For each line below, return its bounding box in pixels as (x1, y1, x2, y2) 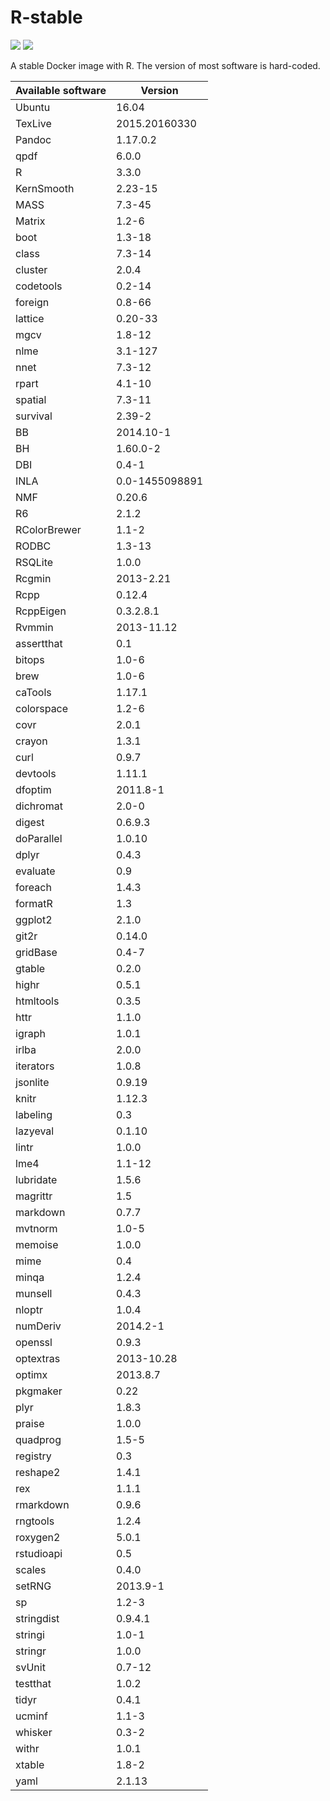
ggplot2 (15, 912, 53, 926)
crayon (15, 734, 48, 748)
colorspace (15, 701, 69, 715)
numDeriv (15, 1319, 62, 1333)
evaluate (15, 864, 56, 878)
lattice (15, 311, 45, 325)
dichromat (15, 799, 63, 813)
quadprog (15, 1432, 62, 1446)
